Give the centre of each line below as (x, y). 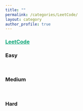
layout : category (24, 19)
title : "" (16, 10)
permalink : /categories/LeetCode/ (42, 15)
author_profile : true (28, 24)
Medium (16, 80)
